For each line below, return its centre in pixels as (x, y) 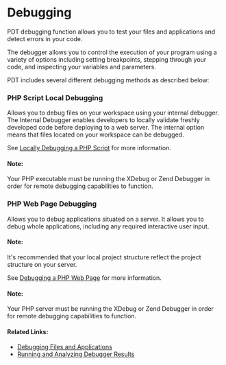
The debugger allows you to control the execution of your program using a (112, 52)
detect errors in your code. (45, 38)
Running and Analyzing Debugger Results (76, 354)
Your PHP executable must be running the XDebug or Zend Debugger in (109, 179)
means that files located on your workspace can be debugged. (96, 134)
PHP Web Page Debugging (52, 204)
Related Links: (28, 331)
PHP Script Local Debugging (55, 97)
